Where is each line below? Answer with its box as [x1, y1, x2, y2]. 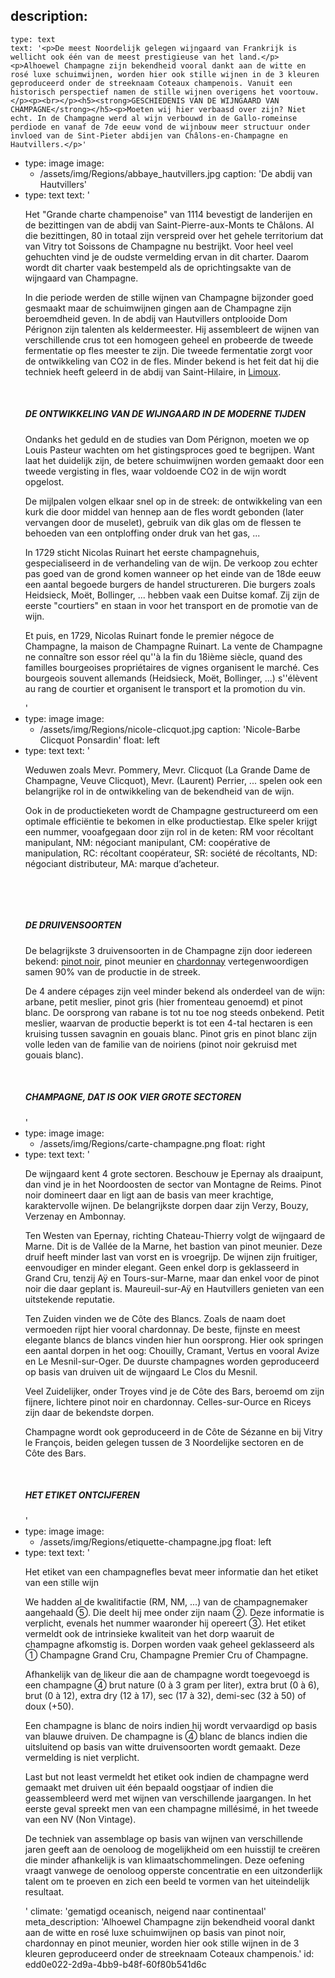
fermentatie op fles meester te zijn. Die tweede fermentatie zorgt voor [24, 344, 313, 356]
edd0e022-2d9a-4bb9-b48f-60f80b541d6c [24, 1958, 207, 1970]
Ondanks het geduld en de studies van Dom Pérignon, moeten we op [24, 433, 310, 445]
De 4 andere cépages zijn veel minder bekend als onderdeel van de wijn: [24, 985, 326, 997]
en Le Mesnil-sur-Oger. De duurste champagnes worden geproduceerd [24, 1355, 320, 1367]
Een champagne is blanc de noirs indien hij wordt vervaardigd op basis [24, 1719, 318, 1731]
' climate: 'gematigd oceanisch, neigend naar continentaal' [24, 1905, 267, 1917]
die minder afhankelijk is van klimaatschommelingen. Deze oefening [24, 1854, 305, 1866]
